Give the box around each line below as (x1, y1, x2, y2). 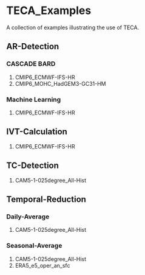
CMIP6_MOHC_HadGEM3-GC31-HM (15, 80, 106, 87)
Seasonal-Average (6, 242, 62, 250)
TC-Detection (6, 161, 59, 171)
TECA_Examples (6, 4, 92, 18)
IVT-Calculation (6, 127, 68, 137)
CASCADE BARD (6, 60, 56, 68)
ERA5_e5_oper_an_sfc (15, 262, 70, 269)
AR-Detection (6, 41, 59, 52)
